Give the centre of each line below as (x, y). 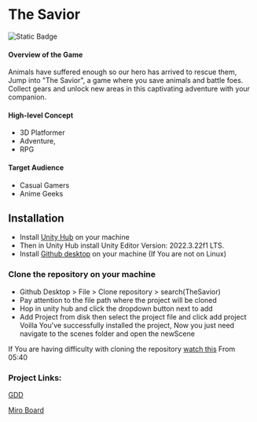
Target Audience (36, 167)
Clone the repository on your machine (82, 274)
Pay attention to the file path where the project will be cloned (118, 300)
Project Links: (35, 378)
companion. (28, 97)
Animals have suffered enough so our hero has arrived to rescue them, (123, 72)
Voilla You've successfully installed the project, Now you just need (127, 325)
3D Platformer (42, 133)
